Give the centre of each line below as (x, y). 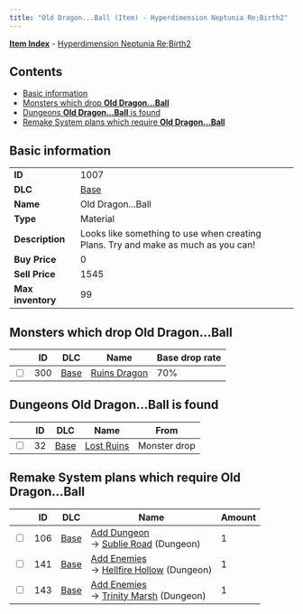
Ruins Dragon (119, 373)
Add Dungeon (120, 532)
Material (97, 219)
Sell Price (35, 274)
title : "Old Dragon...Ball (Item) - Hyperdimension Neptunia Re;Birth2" (149, 18)
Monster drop (167, 445)
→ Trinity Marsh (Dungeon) (148, 595)
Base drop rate (189, 358)
